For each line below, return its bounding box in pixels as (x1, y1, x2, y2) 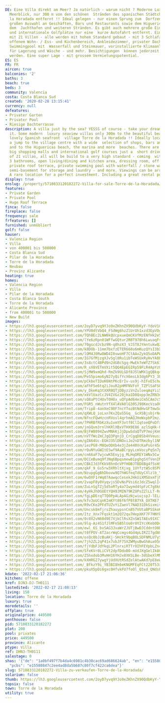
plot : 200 (5, 627, 26, 631)
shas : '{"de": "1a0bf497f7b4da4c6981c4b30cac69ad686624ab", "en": (5, 659, 144, 664)
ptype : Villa (5, 645, 32, 650)
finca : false (5, 204, 32, 210)
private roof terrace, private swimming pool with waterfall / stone (9, 163, 155, 168)
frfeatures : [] (5, 218, 36, 223)
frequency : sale (5, 214, 38, 219)
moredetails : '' (5, 603, 38, 608)
